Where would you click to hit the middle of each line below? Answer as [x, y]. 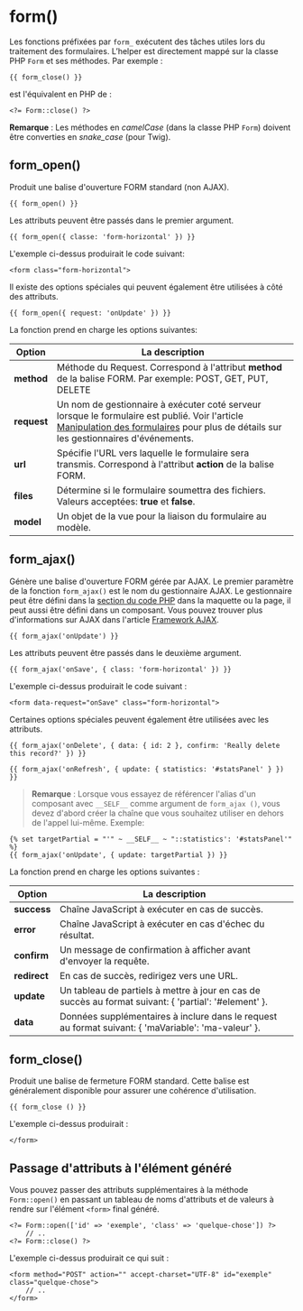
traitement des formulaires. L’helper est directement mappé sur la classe [144, 51]
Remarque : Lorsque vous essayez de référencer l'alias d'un [143, 794]
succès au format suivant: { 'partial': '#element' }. [164, 1002]
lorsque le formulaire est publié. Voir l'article [150, 415]
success [32, 909]
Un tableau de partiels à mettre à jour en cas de [160, 990]
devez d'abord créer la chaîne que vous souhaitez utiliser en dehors [157, 813]
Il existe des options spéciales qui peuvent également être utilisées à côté [147, 287]
